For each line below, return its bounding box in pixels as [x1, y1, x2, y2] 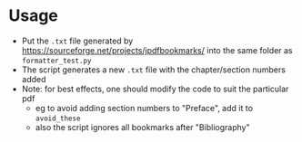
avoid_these [35, 114, 81, 123]
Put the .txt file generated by [21, 35, 134, 46]
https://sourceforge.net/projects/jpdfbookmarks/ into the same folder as [21, 44, 293, 55]
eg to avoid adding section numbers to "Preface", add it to [35, 102, 254, 113]
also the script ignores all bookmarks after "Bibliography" [35, 121, 251, 132]
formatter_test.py [21, 56, 92, 65]
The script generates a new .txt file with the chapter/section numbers [21, 64, 286, 75]
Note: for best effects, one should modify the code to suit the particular [21, 83, 289, 94]
